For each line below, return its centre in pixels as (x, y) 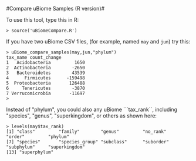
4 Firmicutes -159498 (45, 78)
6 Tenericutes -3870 (45, 88)
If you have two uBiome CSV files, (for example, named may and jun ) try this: (98, 41)
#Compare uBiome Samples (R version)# (55, 9)
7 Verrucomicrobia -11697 (45, 93)
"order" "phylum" (38, 137)
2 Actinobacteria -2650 (45, 68)
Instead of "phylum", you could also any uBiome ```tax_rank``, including (92, 109)
